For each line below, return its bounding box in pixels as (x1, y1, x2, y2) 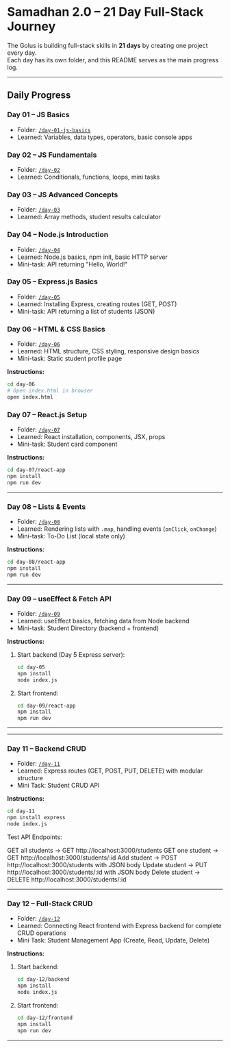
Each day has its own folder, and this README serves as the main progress (7, 55, 219, 64)
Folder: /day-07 (16, 425, 60, 434)
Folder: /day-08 (16, 517, 60, 525)
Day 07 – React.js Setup (7, 410, 88, 419)
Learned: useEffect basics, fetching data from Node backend (16, 616, 190, 625)
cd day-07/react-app (7, 466, 66, 473)
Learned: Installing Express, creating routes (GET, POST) (16, 299, 177, 308)
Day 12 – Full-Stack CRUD (7, 899, 93, 908)
